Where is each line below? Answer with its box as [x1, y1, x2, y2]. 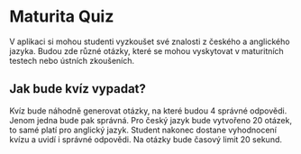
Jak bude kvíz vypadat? [9, 81, 147, 96]
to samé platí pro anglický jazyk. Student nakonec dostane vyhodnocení [9, 124, 278, 135]
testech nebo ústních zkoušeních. [9, 55, 135, 66]
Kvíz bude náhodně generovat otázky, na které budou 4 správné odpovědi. [9, 105, 287, 116]
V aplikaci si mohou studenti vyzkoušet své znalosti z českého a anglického [9, 36, 290, 47]
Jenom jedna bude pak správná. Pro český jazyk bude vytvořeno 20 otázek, [9, 114, 293, 125]
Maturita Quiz [9, 6, 114, 27]
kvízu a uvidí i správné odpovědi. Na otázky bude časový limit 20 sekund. [9, 133, 282, 145]
